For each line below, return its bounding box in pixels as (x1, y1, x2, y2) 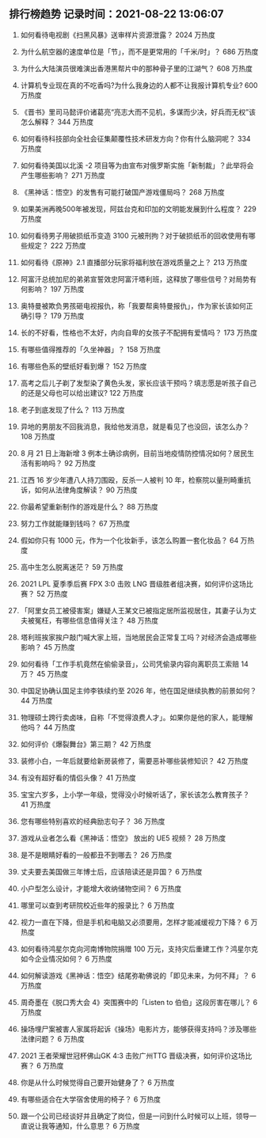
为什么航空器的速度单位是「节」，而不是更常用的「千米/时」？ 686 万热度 (20, 47, 259, 56)
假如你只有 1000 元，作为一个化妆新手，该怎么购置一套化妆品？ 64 (20, 535, 239, 544)
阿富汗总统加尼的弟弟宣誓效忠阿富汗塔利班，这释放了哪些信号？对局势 (20, 274, 250, 283)
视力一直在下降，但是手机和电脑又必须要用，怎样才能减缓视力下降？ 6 (20, 917, 249, 927)
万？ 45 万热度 (20, 669, 69, 678)
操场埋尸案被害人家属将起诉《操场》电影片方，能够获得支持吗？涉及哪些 (20, 1024, 256, 1034)
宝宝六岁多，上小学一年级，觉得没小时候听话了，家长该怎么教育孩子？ (20, 790, 250, 799)
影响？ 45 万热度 (20, 642, 76, 651)
